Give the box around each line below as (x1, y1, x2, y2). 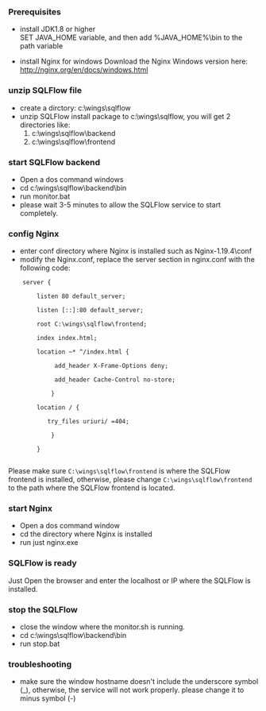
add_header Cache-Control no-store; (54, 376, 176, 384)
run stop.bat (19, 639, 60, 649)
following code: (19, 263, 71, 272)
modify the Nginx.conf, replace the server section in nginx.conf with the (19, 255, 256, 265)
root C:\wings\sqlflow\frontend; (37, 320, 148, 328)
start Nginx (8, 503, 53, 514)
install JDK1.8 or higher (19, 25, 96, 34)
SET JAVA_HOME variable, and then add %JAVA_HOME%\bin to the (19, 33, 243, 42)
